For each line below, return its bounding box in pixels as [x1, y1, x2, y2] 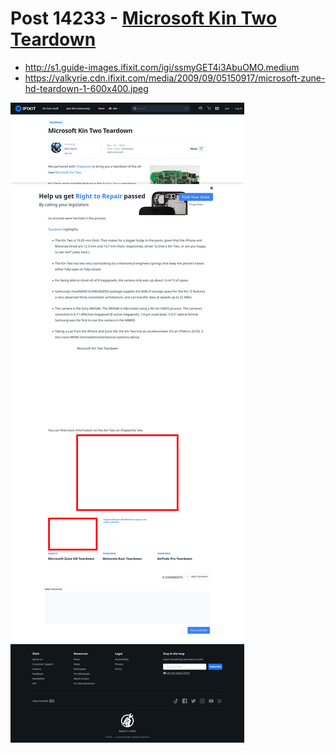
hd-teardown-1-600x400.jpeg [24, 82, 149, 94]
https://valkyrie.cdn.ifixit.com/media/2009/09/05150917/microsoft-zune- [24, 72, 326, 84]
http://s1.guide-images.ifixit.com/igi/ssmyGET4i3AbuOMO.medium [24, 61, 300, 73]
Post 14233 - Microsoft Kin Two [10, 7, 278, 30]
